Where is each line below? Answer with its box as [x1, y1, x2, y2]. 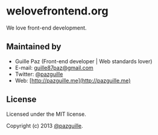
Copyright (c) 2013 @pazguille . [6, 122, 83, 129]
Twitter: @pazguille [14, 71, 63, 78]
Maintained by [6, 42, 62, 52]
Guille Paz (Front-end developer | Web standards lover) [14, 57, 153, 64]
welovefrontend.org [6, 4, 109, 18]
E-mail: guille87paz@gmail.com [14, 64, 93, 71]
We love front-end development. [6, 24, 87, 31]
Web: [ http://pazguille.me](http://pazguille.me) [14, 77, 131, 84]
